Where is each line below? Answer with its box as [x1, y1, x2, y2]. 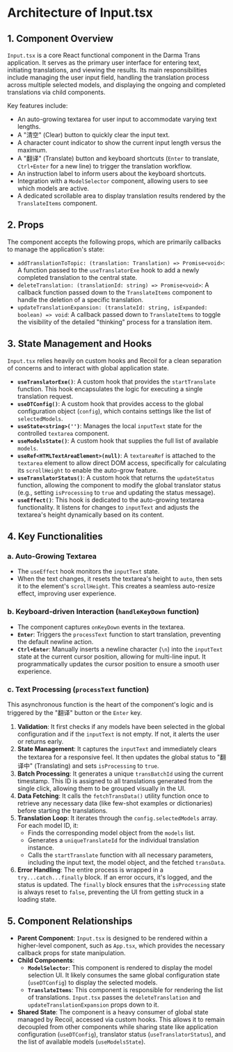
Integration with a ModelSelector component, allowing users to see [17, 177, 209, 185]
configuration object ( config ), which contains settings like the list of [17, 407, 212, 415]
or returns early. [17, 737, 64, 746]
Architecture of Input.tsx [7, 5, 153, 21]
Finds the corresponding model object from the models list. [27, 829, 196, 837]
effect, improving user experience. [17, 590, 117, 598]
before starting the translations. [17, 806, 108, 815]
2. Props [7, 219, 45, 231]
